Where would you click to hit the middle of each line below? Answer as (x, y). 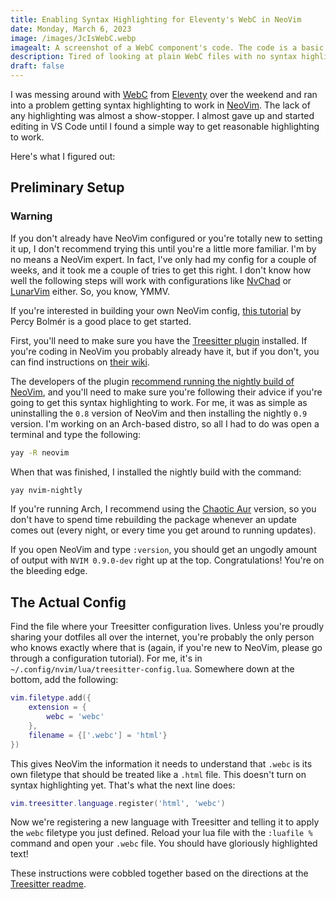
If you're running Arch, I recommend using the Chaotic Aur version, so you (163, 509)
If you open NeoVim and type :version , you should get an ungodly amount (164, 550)
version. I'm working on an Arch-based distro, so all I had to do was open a (165, 423)
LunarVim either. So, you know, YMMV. (90, 291)
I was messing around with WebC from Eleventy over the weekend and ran (164, 94)
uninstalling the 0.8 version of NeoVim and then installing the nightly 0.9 (159, 413)
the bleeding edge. (49, 571)
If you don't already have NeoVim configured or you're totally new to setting (166, 238)
